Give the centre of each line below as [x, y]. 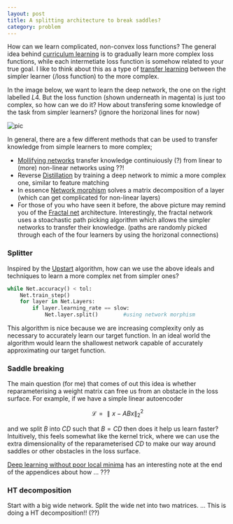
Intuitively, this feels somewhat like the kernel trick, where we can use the [113, 436]
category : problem [34, 27]
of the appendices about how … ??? [59, 472]
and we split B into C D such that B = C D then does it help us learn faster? [113, 429]
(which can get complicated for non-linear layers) [89, 198]
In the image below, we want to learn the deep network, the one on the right [116, 90]
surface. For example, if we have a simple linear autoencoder [95, 399]
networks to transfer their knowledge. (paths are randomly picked [112, 228]
